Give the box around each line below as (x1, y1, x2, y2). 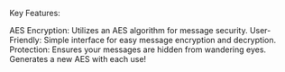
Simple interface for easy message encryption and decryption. (43, 35, 277, 45)
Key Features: (9, 8, 60, 18)
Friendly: (9, 35, 42, 45)
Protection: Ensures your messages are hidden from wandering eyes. (9, 44, 267, 55)
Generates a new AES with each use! (9, 54, 147, 64)
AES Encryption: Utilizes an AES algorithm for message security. (9, 25, 248, 35)
